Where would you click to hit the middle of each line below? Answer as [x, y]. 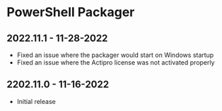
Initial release [36, 101]
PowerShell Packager [71, 12]
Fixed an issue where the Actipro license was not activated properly [116, 63]
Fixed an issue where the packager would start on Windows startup [115, 55]
